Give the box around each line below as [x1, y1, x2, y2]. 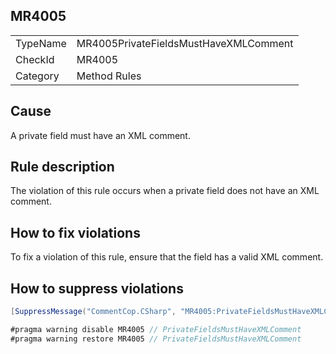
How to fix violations [10, 224, 141, 241]
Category [15, 69, 60, 83]
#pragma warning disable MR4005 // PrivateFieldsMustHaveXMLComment [10, 324, 302, 334]
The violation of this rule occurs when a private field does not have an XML [10, 185, 320, 197]
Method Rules [76, 69, 142, 83]
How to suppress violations [10, 280, 184, 297]
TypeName [15, 36, 67, 50]
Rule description [10, 159, 115, 176]
